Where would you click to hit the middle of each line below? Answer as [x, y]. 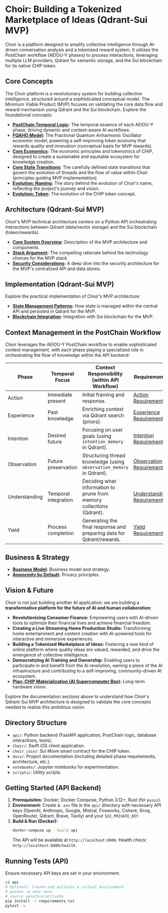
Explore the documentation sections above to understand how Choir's [77, 696]
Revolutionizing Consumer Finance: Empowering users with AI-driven [85, 617]
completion [60, 533]
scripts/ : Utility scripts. [37, 772]
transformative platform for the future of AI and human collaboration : [78, 608]
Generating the [100, 521]
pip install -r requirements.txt [40, 901]
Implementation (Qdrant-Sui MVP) [59, 284]
